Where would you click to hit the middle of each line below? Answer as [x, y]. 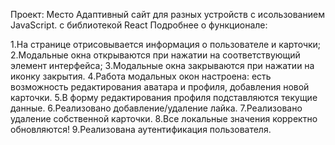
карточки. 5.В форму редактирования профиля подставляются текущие [164, 97]
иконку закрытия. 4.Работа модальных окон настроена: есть [141, 76]
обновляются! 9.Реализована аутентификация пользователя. [141, 129]
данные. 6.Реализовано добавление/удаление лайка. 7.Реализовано [156, 108]
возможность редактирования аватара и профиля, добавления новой [160, 87]
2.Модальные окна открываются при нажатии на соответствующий [155, 55]
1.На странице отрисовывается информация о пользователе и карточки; [166, 44]
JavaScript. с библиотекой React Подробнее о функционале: [139, 25]
